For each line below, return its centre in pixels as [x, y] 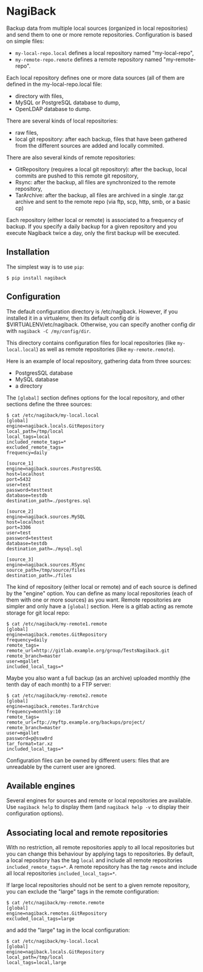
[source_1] [20, 463]
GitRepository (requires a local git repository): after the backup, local [101, 169]
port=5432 [19, 479]
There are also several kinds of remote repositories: [71, 157]
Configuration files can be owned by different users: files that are [88, 760]
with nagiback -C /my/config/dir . [49, 331]
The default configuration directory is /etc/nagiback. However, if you [92, 311]
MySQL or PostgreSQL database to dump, [67, 103]
